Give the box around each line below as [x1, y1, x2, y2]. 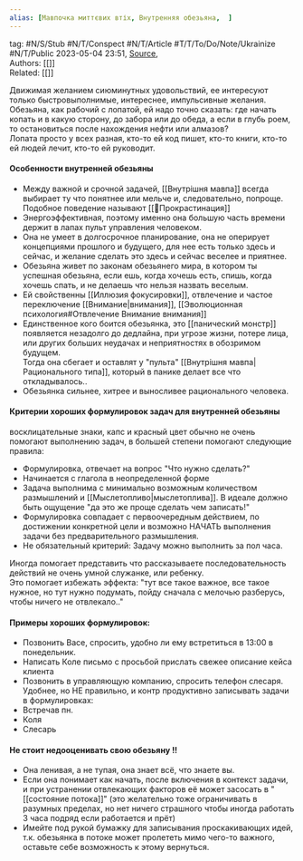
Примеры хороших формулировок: [9, 617, 151, 628]
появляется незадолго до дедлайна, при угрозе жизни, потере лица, [22, 327, 289, 338]
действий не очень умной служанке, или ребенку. [9, 567, 204, 578]
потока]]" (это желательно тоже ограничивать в [71, 794, 258, 805]
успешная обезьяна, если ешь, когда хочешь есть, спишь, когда [22, 269, 272, 281]
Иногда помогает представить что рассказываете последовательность [9, 558, 287, 569]
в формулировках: [22, 695, 94, 706]
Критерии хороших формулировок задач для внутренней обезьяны [9, 406, 280, 417]
